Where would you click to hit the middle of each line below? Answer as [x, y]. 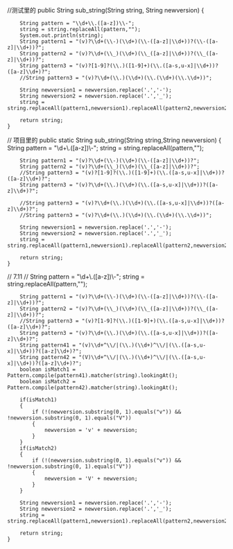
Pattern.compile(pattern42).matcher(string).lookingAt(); [93, 387]
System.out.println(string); [62, 35]
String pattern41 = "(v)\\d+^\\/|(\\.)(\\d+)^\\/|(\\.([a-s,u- [113, 345]
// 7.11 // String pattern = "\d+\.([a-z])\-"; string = [76, 277]
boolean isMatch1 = [48, 369]
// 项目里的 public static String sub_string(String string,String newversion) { [114, 140]
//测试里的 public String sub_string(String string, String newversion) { [106, 10]
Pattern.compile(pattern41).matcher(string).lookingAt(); [93, 376]
